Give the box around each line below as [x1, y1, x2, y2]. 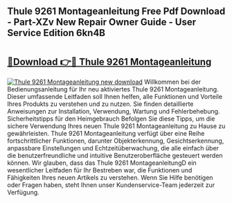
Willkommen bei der [144, 78, 202, 86]
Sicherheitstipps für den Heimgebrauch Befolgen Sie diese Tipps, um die [7, 114, 215, 123]
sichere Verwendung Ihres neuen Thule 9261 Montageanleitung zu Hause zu [7, 122, 226, 130]
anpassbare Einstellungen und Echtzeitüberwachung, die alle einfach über [7, 144, 220, 152]
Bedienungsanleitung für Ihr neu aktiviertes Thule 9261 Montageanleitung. [7, 85, 220, 93]
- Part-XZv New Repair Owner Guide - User [7, 17, 196, 28]
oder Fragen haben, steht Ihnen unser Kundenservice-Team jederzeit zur [7, 181, 215, 189]
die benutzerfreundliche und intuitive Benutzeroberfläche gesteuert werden [7, 152, 223, 159]
